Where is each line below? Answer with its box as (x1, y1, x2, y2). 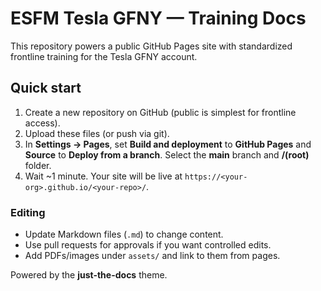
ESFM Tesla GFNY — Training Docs (10, 7, 307, 30)
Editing (10, 205, 46, 219)
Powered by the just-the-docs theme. (10, 269, 168, 281)
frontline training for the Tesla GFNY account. (10, 50, 198, 62)
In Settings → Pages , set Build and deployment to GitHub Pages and (24, 138, 312, 150)
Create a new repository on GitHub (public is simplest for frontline (24, 106, 297, 118)
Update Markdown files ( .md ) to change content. (24, 228, 224, 241)
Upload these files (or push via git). (24, 127, 170, 139)
